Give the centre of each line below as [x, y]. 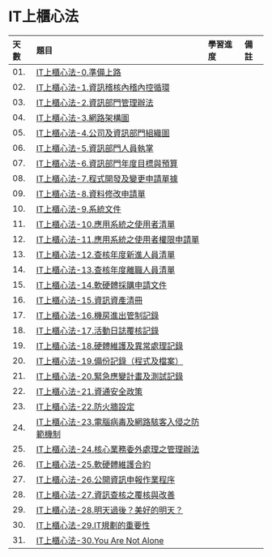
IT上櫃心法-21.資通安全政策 [89, 392]
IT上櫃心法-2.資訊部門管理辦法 [95, 102]
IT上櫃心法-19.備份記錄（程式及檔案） [110, 361]
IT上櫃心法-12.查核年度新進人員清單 [106, 255]
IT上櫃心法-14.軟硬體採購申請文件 [102, 285]
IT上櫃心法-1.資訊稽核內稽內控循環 [103, 88]
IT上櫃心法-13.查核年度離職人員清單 [106, 270]
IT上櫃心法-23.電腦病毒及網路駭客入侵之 [114, 422]
